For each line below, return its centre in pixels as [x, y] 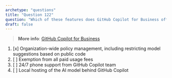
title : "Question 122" [29, 15]
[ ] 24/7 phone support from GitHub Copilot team [64, 65]
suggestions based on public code [49, 54]
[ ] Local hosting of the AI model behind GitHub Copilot [71, 70]
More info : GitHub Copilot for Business [59, 39]
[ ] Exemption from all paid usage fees [53, 60]
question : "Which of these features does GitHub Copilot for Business [82, 19]
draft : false [19, 24]
